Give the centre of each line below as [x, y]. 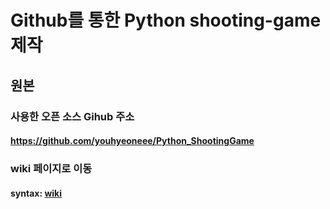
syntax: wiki [36, 193]
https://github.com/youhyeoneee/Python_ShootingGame [132, 141]
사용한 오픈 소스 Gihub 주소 [72, 116]
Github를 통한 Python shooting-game [166, 20]
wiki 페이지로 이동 [51, 169]
